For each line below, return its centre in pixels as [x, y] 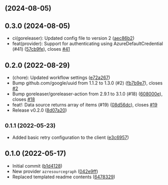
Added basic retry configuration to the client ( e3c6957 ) [70, 137]
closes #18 [24, 99]
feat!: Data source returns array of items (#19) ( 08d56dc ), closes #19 [85, 105]
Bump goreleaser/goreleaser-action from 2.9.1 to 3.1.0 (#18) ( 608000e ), [87, 94]
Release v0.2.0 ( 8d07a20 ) [39, 110]
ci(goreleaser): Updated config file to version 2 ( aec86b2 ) [73, 38]
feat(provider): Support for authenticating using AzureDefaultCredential [88, 44]
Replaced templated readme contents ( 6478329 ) [64, 177]
